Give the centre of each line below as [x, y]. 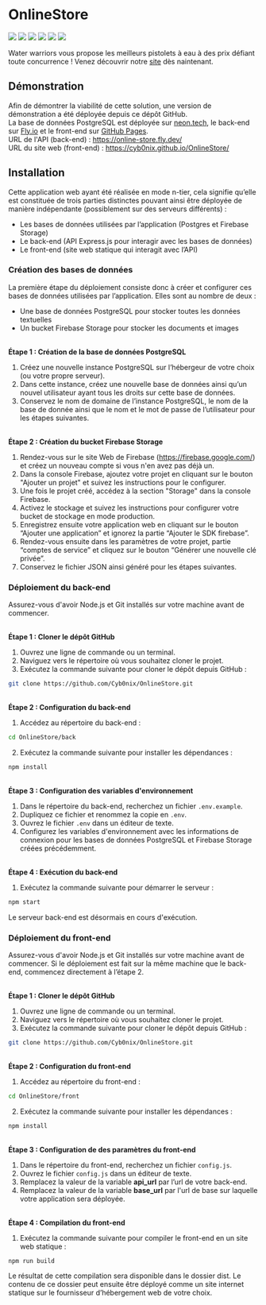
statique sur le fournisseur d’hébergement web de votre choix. [110, 1293]
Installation [37, 173]
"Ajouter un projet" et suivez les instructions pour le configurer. [123, 482]
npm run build [32, 1261]
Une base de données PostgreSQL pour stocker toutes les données [130, 311]
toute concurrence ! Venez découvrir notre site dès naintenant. [111, 61]
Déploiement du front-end [60, 937]
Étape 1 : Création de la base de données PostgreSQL [97, 352]
